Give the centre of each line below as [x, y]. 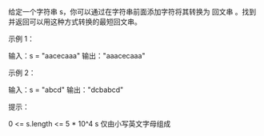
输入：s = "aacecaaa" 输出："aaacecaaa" [77, 56]
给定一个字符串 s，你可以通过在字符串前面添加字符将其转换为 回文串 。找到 [132, 12]
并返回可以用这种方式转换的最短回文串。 [75, 22]
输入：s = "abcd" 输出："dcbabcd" [66, 90]
